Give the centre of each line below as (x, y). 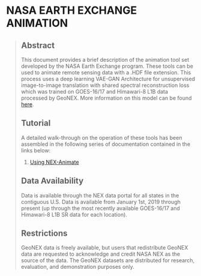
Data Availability (52, 181)
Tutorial (36, 123)
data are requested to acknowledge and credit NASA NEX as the (100, 254)
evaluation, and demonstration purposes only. (78, 267)
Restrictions (44, 234)
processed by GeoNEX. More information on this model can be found (106, 98)
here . (27, 104)
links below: (36, 150)
